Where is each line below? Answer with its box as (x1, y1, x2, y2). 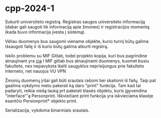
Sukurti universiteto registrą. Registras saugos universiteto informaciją (5, 19, 145, 25)
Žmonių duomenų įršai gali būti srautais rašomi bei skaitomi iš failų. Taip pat (5, 78, 156, 83)
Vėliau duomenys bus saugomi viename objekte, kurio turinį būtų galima (5, 38, 149, 44)
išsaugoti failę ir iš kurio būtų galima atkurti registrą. (5, 43, 109, 49)
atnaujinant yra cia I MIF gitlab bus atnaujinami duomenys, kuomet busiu (5, 58, 149, 64)
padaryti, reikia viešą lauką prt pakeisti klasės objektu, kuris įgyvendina (5, 88, 147, 93)
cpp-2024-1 (5, 3, 55, 14)
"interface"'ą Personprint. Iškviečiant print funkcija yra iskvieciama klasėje (5, 92, 154, 99)
